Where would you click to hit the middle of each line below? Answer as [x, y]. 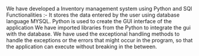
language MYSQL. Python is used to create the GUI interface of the [89, 21]
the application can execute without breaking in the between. [82, 46]
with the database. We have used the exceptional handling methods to [93, 34]
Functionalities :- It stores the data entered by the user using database [93, 15]
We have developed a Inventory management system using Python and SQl [99, 9]
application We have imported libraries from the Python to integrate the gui [98, 27]
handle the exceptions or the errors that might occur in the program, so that [99, 40]
